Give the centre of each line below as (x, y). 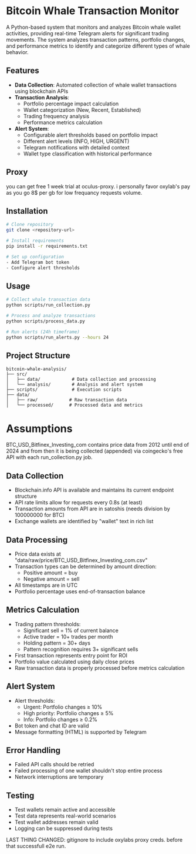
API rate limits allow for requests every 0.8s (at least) (78, 503)
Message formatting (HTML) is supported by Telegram (80, 732)
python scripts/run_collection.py (48, 305)
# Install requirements (35, 241)
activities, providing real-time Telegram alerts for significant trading (87, 33)
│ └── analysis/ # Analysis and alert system (75, 385)
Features (23, 71)
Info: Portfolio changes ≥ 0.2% (60, 719)
